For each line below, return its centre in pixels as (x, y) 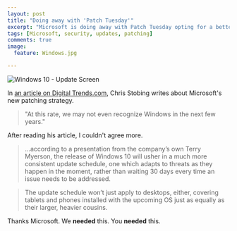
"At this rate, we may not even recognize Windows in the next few (120, 114)
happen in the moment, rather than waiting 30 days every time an (120, 171)
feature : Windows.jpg (45, 54)
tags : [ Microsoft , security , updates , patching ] (80, 33)
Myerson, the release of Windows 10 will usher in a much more (116, 156)
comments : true (30, 40)
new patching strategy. (41, 100)
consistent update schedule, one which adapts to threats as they (119, 163)
